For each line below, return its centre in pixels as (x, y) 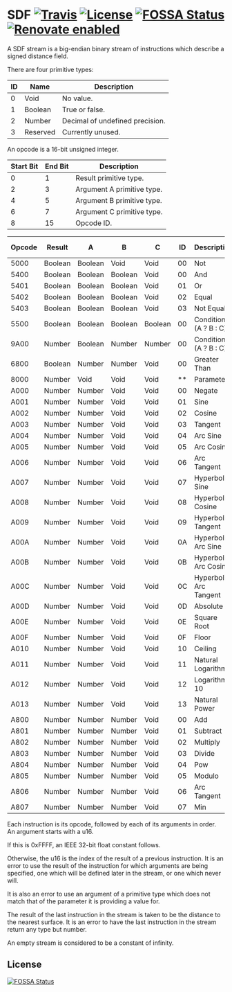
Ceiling (206, 648)
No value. (77, 98)
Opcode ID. (94, 223)
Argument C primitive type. (119, 211)
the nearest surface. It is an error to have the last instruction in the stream (112, 922)
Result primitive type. (110, 178)
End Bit (57, 166)
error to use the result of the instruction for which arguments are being (108, 865)
